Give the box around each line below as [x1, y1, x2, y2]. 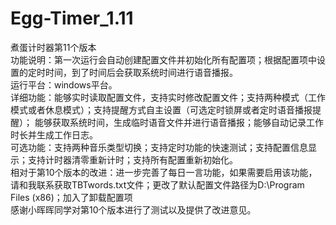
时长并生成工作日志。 [10, 128, 98, 141]
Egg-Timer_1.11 [10, 7, 134, 30]
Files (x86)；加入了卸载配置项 [10, 191, 133, 203]
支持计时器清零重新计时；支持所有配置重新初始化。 [27, 153, 238, 166]
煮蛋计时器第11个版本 [10, 41, 97, 53]
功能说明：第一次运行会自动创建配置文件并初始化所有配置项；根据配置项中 [10, 53, 317, 66]
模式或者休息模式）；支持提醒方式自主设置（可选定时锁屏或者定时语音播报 [10, 103, 313, 116]
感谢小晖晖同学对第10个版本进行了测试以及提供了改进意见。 [10, 203, 257, 216]
